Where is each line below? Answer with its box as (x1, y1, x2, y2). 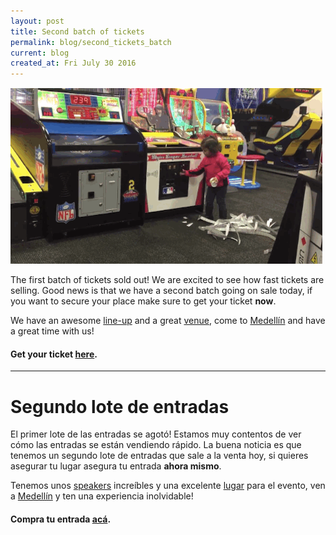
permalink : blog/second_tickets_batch (10, 37, 172, 47)
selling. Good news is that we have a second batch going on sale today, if (10, 285, 313, 297)
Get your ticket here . (10, 348, 98, 360)
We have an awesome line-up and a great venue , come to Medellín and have (10, 315, 326, 327)
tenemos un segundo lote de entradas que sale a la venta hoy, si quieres (10, 450, 309, 462)
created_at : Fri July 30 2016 (10, 58, 137, 69)
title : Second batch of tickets (10, 26, 145, 37)
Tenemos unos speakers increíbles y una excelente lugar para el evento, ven (10, 480, 326, 492)
